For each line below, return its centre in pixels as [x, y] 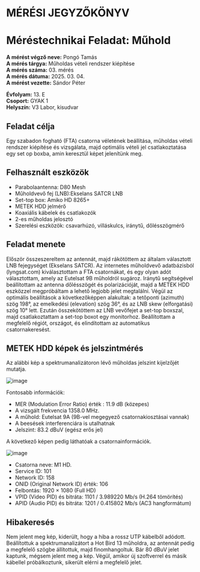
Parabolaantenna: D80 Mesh [50, 187]
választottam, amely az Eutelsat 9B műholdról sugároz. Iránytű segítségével [100, 278]
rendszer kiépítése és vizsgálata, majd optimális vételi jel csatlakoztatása [96, 147]
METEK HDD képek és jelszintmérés [75, 348]
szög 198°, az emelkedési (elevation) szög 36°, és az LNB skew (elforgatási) [100, 304]
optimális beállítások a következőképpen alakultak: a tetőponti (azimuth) [95, 297]
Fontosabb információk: [35, 392]
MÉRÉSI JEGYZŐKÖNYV [68, 13]
